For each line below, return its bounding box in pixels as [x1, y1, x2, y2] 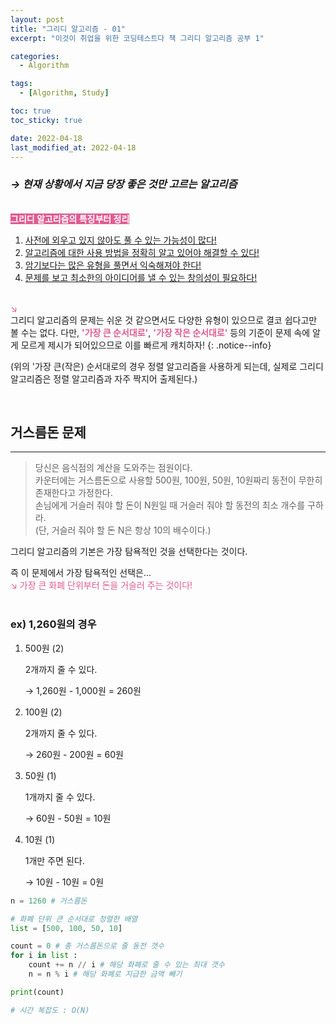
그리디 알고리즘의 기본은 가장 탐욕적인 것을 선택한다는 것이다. [10, 546, 248, 558]
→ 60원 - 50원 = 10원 [24, 812, 112, 824]
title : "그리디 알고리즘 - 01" [10, 24, 126, 34]
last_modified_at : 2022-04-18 [10, 142, 137, 153]
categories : [10, 51, 60, 61]
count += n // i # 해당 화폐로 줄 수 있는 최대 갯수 [28, 960, 225, 970]
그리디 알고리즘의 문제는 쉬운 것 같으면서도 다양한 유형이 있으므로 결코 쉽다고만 [10, 314, 318, 326]
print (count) [10, 987, 65, 997]
